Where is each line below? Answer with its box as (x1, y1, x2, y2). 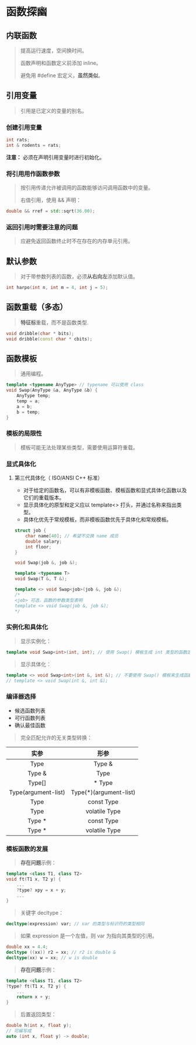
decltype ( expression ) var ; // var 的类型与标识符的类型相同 (6, 921, 145, 927)
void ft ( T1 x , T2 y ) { (6, 876, 61, 882)
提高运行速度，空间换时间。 (20, 47, 87, 54)
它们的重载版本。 (23, 494, 65, 501)
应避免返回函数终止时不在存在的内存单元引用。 (20, 237, 133, 244)
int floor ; (25, 544, 52, 550)
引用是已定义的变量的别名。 (20, 107, 87, 114)
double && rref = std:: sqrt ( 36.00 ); (6, 208, 95, 214)
